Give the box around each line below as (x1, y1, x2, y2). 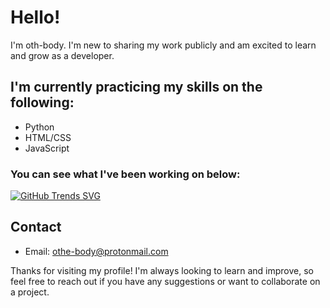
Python (24, 121, 55, 133)
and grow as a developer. (10, 49, 115, 61)
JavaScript (24, 142, 70, 154)
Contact (10, 219, 62, 236)
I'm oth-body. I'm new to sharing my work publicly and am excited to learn (10, 39, 317, 51)
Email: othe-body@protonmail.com (24, 245, 169, 257)
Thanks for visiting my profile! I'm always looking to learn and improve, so (10, 264, 314, 276)
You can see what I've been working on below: (10, 167, 241, 181)
